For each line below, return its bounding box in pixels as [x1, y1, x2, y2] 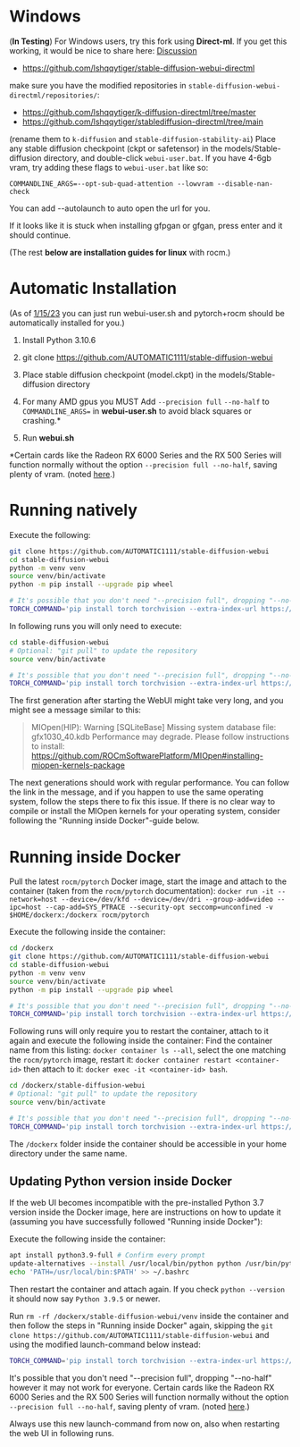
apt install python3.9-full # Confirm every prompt [9, 1251, 205, 1260]
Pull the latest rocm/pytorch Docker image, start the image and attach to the [9, 876, 287, 887]
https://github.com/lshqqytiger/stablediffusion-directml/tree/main [21, 116, 263, 127]
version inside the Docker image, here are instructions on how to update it [9, 1207, 281, 1217]
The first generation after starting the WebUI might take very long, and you [9, 695, 284, 706]
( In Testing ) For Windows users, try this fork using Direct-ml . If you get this [9, 36, 287, 46]
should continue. [9, 230, 71, 240]
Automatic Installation [9, 279, 177, 299]
